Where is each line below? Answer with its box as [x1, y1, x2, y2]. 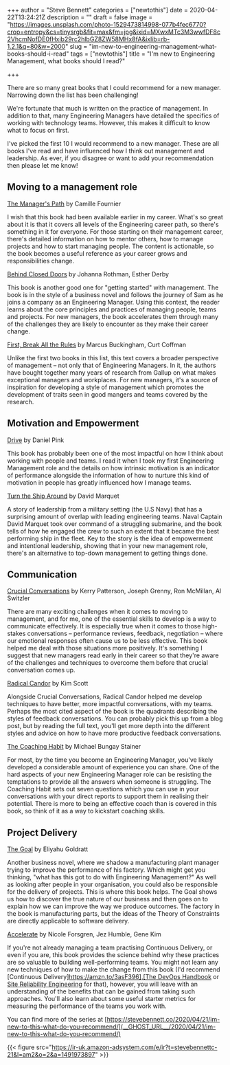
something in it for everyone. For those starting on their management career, [7, 227, 224, 236]
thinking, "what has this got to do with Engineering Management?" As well [7, 873, 217, 881]
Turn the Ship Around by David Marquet [7, 492, 120, 500]
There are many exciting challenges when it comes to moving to [7, 608, 188, 616]
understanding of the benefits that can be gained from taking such [7, 987, 196, 996]
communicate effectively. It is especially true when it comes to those [7, 622, 201, 630]
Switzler [7, 594, 30, 602]
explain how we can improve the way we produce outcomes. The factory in [7, 902, 220, 910]
